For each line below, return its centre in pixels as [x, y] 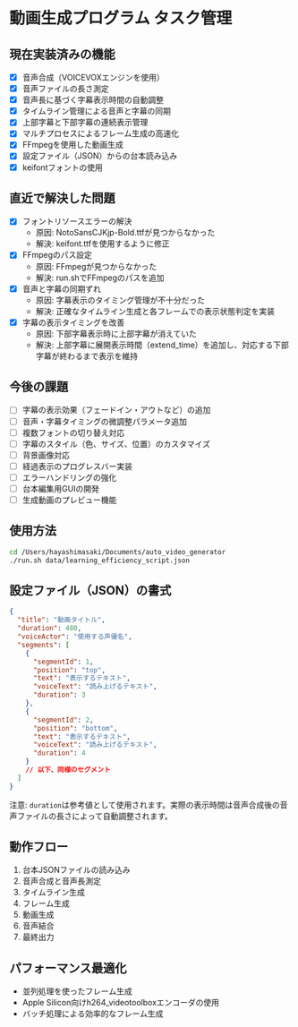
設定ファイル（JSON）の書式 [90, 591]
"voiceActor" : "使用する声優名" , [75, 637]
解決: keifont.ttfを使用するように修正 [102, 244]
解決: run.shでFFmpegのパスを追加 [100, 278]
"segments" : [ [43, 645]
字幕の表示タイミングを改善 [73, 322]
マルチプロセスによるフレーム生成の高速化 [100, 133]
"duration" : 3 [60, 695]
